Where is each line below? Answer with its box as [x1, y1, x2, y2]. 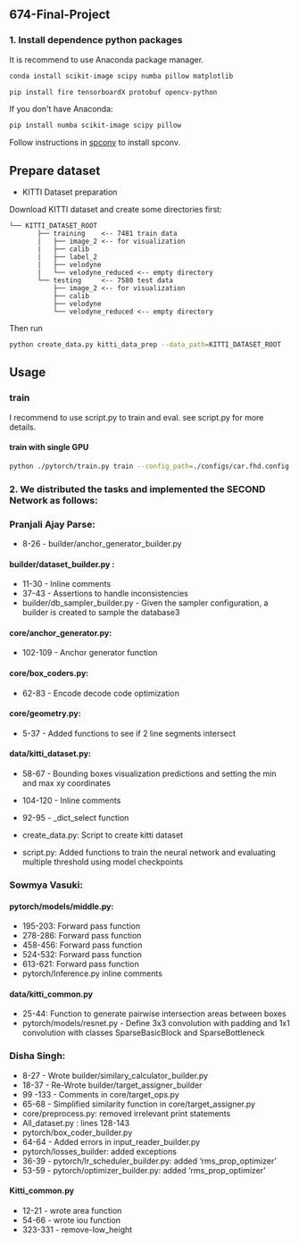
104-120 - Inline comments [21, 795, 121, 806]
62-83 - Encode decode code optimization [21, 688, 180, 698]
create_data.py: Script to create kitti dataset [21, 830, 184, 840]
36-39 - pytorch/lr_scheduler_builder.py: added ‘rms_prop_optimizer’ [21, 1156, 277, 1166]
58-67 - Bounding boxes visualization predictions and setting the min [21, 768, 277, 779]
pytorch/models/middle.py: [9, 901, 114, 912]
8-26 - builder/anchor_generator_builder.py [21, 538, 182, 548]
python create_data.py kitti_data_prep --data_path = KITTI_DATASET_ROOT [9, 340, 281, 349]
